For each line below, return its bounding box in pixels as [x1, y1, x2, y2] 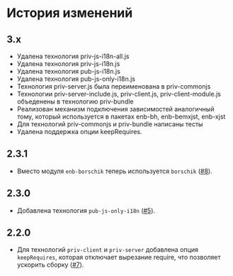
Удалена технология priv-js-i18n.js [16, 60, 120, 68]
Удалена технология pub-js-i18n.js [16, 67, 121, 75]
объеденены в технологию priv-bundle [16, 97, 134, 106]
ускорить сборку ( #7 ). [16, 260, 84, 269]
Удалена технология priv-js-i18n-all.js [16, 52, 130, 60]
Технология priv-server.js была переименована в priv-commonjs [16, 82, 211, 90]
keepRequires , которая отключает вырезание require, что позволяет [16, 253, 221, 262]
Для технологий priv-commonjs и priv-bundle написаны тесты [16, 120, 203, 128]
